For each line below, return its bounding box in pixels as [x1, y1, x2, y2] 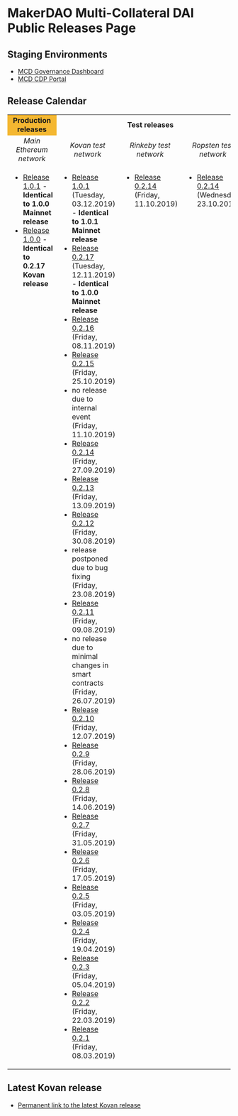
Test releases [127, 119, 174, 129]
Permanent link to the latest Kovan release [17, 1100, 141, 1109]
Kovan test [69, 140, 106, 150]
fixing [72, 571, 91, 581]
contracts [72, 678, 104, 688]
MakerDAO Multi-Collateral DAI [7, 5, 195, 21]
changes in [72, 660, 109, 670]
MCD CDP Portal [17, 75, 67, 83]
